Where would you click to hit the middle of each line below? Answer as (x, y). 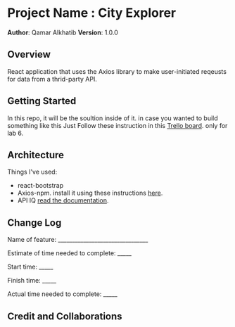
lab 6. (15, 133)
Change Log (34, 223)
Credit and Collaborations (65, 316)
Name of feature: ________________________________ (78, 240)
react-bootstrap (40, 186)
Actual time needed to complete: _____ (62, 294)
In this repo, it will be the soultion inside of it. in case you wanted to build (113, 118)
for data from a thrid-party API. (52, 79)
